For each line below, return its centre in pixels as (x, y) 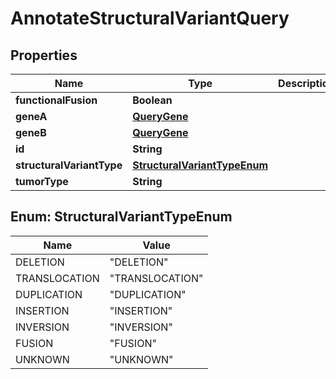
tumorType (42, 181)
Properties (44, 55)
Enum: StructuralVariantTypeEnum (121, 217)
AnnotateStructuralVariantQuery (150, 18)
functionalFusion (56, 100)
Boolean (152, 100)
